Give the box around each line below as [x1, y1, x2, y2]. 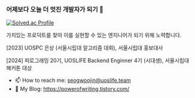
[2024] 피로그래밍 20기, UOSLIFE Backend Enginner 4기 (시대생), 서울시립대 [6, 57, 190, 64]
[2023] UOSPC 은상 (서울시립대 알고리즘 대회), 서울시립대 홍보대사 [6, 44, 163, 51]
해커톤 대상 [6, 65, 32, 72]
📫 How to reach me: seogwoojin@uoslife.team [14, 76, 132, 84]
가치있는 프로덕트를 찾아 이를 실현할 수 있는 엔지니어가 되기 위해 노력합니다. [6, 32, 182, 39]
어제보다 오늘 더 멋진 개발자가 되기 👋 [6, 5, 103, 13]
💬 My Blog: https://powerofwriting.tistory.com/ [14, 85, 130, 93]
